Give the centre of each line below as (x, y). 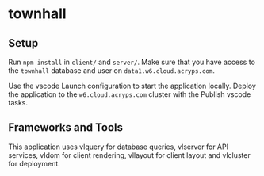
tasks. (18, 103)
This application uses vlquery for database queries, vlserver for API (118, 147)
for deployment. (34, 163)
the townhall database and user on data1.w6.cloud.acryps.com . (112, 71)
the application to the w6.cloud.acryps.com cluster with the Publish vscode (130, 94)
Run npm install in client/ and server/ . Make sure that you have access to (132, 62)
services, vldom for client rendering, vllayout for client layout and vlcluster (130, 155)
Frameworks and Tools (66, 128)
